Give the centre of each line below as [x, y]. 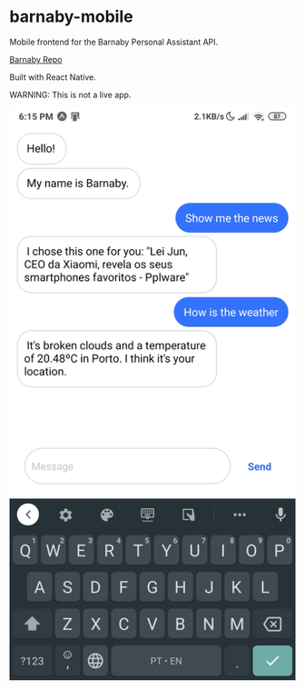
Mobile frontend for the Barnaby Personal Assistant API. [114, 42]
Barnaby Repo [36, 59]
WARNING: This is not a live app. [70, 95]
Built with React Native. [53, 77]
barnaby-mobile [71, 17]
